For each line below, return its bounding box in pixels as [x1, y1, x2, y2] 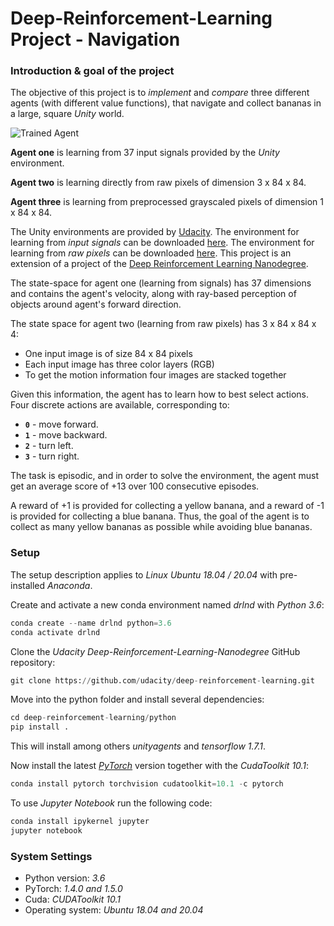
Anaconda [47, 579, 91, 591]
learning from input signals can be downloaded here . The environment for [10, 237, 315, 249]
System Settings [10, 849, 93, 863]
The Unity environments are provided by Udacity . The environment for [10, 226, 300, 238]
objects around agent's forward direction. [10, 298, 182, 311]
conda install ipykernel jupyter [10, 817, 150, 827]
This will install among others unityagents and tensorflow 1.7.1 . [10, 740, 267, 752]
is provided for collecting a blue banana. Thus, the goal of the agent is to [10, 510, 310, 522]
